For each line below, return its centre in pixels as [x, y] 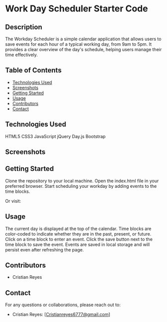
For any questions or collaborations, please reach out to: [63, 305]
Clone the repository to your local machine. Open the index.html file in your [82, 181]
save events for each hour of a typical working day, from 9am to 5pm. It [79, 44]
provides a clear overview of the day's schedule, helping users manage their [83, 49]
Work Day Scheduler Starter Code [77, 9]
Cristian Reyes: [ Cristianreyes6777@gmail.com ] [61, 315]
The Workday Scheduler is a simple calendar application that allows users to [83, 39]
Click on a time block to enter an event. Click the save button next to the [79, 239]
